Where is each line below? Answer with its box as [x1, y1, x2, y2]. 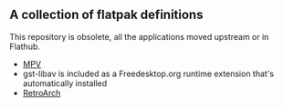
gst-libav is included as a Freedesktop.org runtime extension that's [22, 68, 275, 79]
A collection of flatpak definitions [9, 7, 204, 23]
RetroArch [22, 87, 61, 98]
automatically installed [22, 77, 108, 89]
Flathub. [9, 41, 41, 52]
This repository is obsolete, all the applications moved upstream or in [9, 31, 269, 42]
